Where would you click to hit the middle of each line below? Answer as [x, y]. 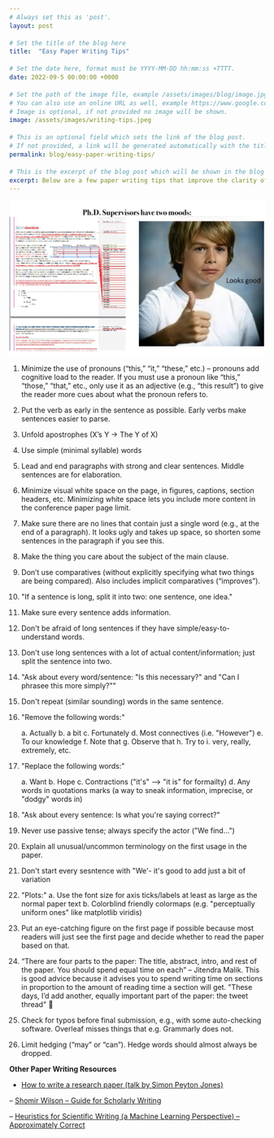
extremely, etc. [46, 750]
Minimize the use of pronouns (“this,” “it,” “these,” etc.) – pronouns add [140, 368]
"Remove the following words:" [73, 717]
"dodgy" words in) [52, 799]
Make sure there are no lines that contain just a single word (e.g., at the [140, 524]
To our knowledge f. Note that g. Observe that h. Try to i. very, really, [136, 742]
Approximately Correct [47, 1125]
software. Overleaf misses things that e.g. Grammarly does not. [127, 1029]
